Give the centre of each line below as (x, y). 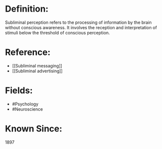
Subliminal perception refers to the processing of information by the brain (78, 22)
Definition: (27, 9)
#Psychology (25, 104)
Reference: (28, 52)
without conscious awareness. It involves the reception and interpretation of (81, 27)
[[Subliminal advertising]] (37, 71)
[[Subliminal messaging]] (37, 66)
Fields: (19, 91)
